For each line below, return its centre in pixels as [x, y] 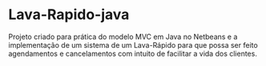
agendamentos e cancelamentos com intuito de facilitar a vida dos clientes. [133, 53]
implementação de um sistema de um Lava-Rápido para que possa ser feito [133, 45]
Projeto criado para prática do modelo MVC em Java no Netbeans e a [123, 37]
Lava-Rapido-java [69, 15]
